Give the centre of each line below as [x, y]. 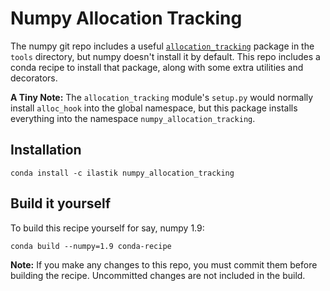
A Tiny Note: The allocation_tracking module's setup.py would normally [162, 97]
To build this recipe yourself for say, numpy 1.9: [107, 228]
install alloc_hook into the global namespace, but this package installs [154, 108]
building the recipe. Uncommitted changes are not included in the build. [158, 275]
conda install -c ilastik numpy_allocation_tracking [122, 173]
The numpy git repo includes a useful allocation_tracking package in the [162, 46]
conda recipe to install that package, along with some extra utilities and [157, 67]
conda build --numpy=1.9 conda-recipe [91, 246]
